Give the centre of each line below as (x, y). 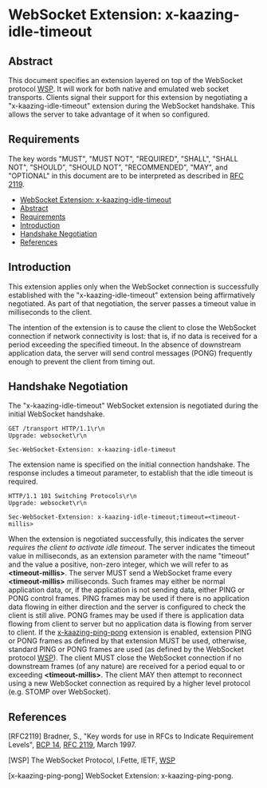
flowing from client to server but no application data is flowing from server (130, 624)
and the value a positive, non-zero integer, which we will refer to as (118, 564)
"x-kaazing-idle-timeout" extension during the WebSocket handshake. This (132, 106)
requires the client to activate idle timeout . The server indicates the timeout (132, 547)
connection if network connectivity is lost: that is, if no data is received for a (133, 336)
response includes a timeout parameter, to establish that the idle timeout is (131, 473)
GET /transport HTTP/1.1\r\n (57, 429)
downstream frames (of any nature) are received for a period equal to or (127, 667)
